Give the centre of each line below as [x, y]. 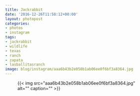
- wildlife [16, 46]
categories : [17, 23]
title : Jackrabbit [24, 10]
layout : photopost [24, 19]
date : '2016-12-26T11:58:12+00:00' [42, 14]
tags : [11, 37]
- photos [14, 28]
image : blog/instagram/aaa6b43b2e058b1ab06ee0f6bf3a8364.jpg [69, 69]
